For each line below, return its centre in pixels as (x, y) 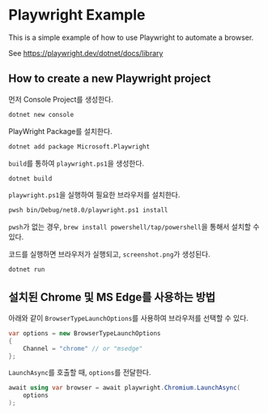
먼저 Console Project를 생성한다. (61, 99)
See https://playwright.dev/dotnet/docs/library (86, 53)
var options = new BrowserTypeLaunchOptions (85, 333)
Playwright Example (77, 15)
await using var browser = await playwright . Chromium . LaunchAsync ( (125, 388)
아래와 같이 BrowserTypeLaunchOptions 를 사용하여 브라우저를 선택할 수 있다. (128, 317)
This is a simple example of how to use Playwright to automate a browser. (131, 37)
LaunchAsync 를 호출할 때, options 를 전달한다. (80, 373)
